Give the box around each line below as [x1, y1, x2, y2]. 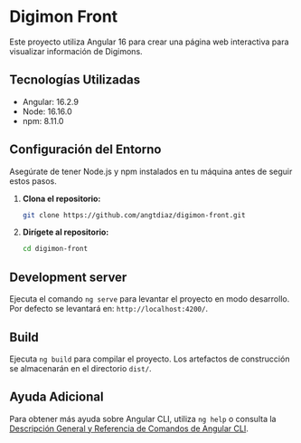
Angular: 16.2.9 [22, 96, 80, 107]
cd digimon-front [22, 245, 89, 254]
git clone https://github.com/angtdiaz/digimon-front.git [22, 210, 246, 219]
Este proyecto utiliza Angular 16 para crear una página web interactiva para [9, 36, 289, 47]
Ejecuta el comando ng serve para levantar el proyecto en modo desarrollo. [9, 294, 290, 304]
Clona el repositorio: [22, 193, 101, 204]
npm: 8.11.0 [22, 115, 64, 126]
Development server [9, 269, 127, 284]
